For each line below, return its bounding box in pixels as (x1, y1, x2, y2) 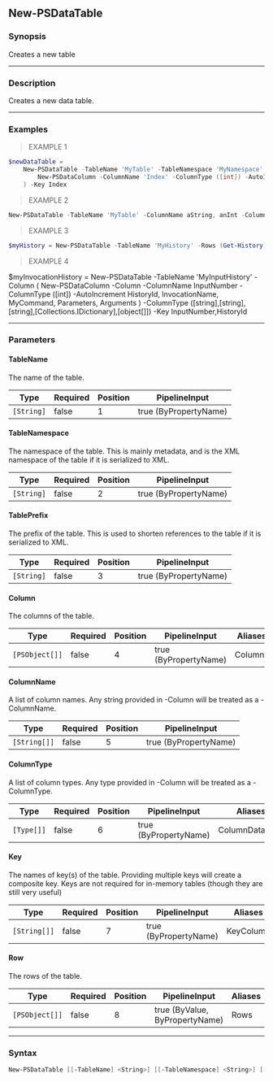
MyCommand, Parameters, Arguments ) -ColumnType (8, 298, 189, 307)
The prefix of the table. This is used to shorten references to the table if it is (8, 528, 262, 539)
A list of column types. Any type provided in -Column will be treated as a (8, 777, 252, 787)
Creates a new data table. (8, 95, 95, 105)
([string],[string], (190, 298, 246, 307)
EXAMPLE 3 (28, 225, 69, 235)
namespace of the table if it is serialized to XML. (8, 454, 170, 464)
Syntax (8, 1048, 37, 1058)
